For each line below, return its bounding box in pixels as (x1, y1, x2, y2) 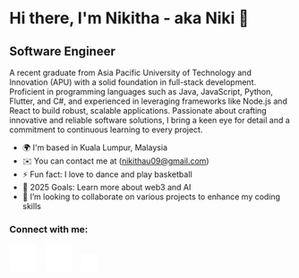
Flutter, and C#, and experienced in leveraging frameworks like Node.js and (9, 96, 288, 106)
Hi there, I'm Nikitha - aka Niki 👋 (9, 8, 249, 29)
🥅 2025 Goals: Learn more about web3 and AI (21, 182, 192, 192)
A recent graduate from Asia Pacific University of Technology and (9, 67, 252, 78)
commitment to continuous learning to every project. (9, 124, 203, 135)
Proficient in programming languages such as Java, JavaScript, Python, (9, 87, 273, 97)
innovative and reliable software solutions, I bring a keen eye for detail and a (9, 115, 291, 125)
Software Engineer (9, 44, 116, 59)
